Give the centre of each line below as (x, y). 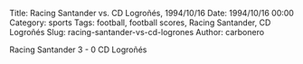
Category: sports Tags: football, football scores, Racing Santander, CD (140, 23)
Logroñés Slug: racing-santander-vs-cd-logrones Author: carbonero (137, 32)
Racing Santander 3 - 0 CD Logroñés (78, 50)
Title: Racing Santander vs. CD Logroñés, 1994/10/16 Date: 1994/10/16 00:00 (151, 13)
